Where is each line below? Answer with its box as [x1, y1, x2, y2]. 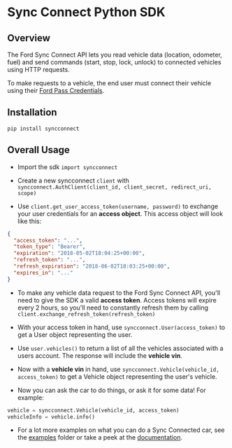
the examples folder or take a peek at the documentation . [17, 433, 183, 442]
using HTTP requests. [7, 66, 70, 73]
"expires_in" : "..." [13, 269, 73, 276]
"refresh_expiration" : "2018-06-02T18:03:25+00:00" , [13, 263, 171, 270]
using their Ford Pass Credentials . [7, 87, 105, 94]
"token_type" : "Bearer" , [13, 243, 86, 250]
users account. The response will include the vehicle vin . [17, 351, 183, 360]
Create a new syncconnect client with [17, 176, 129, 185]
